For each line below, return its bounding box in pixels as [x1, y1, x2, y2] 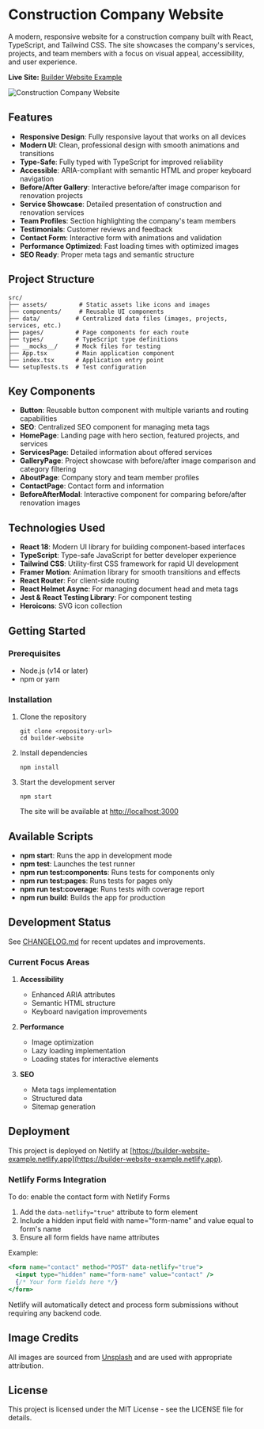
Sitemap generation [31, 1102, 96, 1111]
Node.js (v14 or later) [19, 666, 89, 675]
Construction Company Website [8, 6, 224, 24]
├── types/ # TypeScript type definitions [8, 335, 179, 343]
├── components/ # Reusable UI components [8, 308, 164, 315]
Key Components [8, 384, 96, 398]
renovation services [19, 208, 85, 217]
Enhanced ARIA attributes [31, 990, 116, 999]
